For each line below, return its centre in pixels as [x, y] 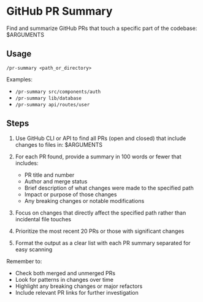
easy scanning [34, 249]
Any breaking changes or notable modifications [84, 201]
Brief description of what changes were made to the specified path [109, 188]
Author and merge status [56, 181]
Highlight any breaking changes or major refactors [79, 286]
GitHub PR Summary [59, 11]
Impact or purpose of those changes [71, 194]
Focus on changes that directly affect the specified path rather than [101, 213]
